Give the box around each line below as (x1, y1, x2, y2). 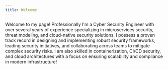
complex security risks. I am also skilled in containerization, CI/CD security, (5, 48, 161, 54)
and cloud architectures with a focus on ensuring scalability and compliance (5, 53, 163, 59)
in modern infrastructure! (5, 58, 57, 64)
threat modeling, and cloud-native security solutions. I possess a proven (5, 32, 155, 38)
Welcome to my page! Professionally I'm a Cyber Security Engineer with (5, 21, 154, 27)
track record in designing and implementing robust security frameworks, (5, 37, 155, 43)
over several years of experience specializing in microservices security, (5, 26, 154, 33)
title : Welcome (5, 7, 37, 13)
